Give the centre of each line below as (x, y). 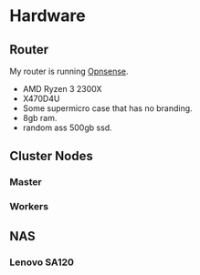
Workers (29, 207)
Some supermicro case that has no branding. (108, 108)
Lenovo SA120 (42, 262)
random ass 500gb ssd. (67, 127)
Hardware (47, 16)
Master (26, 182)
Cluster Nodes (51, 156)
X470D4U (41, 98)
